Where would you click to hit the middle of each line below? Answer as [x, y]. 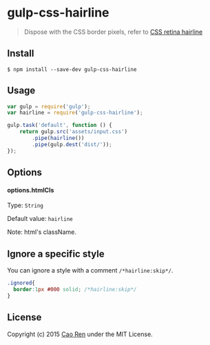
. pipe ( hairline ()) [58, 138]
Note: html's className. [42, 232]
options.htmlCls [31, 190]
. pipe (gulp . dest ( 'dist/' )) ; [72, 144]
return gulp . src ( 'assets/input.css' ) [74, 132]
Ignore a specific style [56, 254]
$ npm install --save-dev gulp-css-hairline [72, 69]
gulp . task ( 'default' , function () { [60, 126]
